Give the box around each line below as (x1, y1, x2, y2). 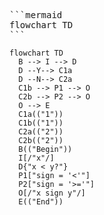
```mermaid (9, 10, 63, 20)
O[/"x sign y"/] (18, 188, 86, 198)
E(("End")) (18, 197, 64, 207)
